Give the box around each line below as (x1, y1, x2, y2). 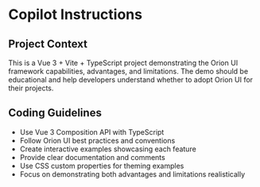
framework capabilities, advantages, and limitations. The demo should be (8, 67, 249, 76)
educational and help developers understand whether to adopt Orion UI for (8, 75, 253, 84)
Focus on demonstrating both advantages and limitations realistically (19, 169, 246, 179)
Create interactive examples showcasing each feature (19, 144, 196, 154)
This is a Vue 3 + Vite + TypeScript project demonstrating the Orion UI (8, 58, 239, 67)
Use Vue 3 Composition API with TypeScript (19, 127, 165, 136)
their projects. (8, 83, 54, 93)
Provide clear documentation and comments (19, 152, 165, 162)
